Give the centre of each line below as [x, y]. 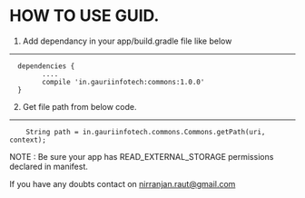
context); [28, 140]
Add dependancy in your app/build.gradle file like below [127, 41]
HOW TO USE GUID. [84, 16]
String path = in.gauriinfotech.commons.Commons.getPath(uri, [146, 132]
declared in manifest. [49, 166]
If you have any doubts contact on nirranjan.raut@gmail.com [123, 183]
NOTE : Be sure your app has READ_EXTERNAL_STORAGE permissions [142, 156]
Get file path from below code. [79, 106]
